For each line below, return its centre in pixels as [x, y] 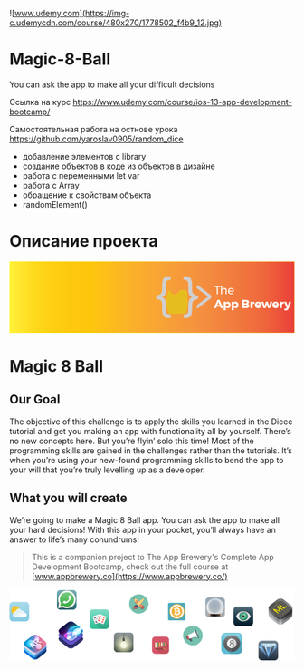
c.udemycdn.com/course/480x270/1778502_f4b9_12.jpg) [116, 23]
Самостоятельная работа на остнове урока [94, 129]
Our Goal [35, 399]
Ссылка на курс [40, 102]
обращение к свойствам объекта [87, 195]
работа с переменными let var [81, 175]
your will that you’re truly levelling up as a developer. [107, 470]
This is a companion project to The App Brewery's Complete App [152, 557]
